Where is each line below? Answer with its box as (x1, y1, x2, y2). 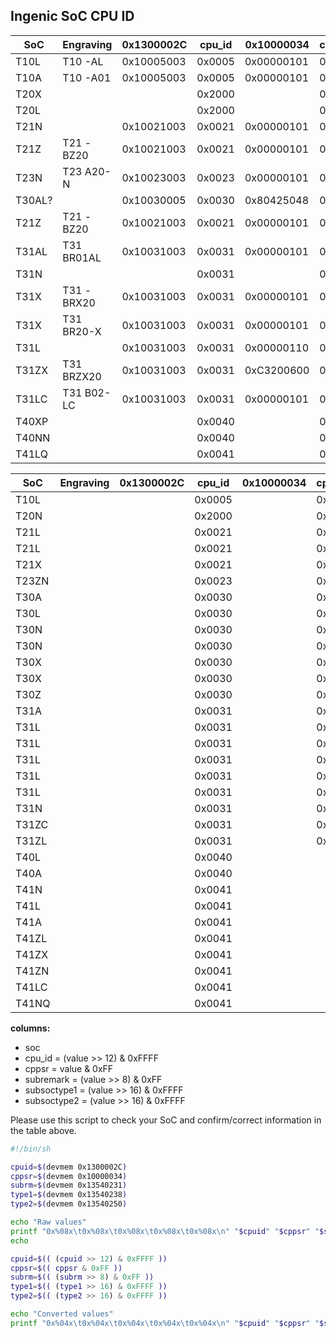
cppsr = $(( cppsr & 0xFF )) (10, 1263, 123, 1273)
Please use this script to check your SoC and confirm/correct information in (10, 1114, 322, 1126)
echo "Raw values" (10, 1217, 87, 1228)
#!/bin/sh (10, 1144, 52, 1154)
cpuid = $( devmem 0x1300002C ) (10, 1162, 128, 1172)
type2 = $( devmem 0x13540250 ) (10, 1199, 128, 1209)
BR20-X (62, 324, 102, 338)
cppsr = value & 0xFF (24, 1062, 114, 1074)
